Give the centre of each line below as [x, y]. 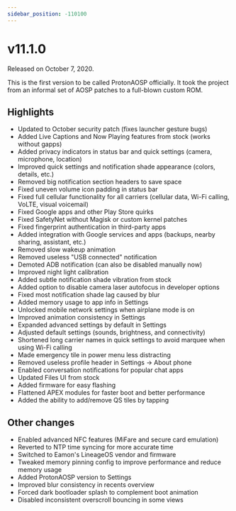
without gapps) [40, 144]
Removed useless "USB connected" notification [87, 257]
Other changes [41, 422]
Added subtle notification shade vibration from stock [94, 280]
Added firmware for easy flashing [67, 385]
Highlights [31, 112]
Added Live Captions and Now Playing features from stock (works [114, 137]
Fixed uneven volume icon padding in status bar [88, 189]
